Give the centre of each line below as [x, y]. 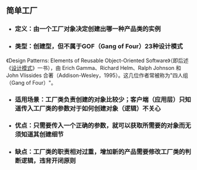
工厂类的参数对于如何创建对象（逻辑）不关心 [97, 108]
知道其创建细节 [42, 134]
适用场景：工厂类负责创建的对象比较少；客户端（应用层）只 [100, 100]
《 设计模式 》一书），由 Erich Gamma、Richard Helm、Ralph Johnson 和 [94, 68]
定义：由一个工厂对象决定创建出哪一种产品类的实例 [88, 29]
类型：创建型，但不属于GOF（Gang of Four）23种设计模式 [99, 46]
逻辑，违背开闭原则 [48, 161]
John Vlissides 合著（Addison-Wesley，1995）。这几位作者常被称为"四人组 [97, 75]
